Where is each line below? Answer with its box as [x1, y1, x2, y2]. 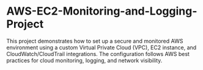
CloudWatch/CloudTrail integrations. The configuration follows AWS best [6, 50, 190, 57]
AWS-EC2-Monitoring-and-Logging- [6, 4, 197, 18]
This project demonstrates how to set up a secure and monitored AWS [6, 37, 183, 44]
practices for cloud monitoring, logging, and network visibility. [6, 57, 163, 64]
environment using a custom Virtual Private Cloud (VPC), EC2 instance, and [6, 44, 197, 51]
